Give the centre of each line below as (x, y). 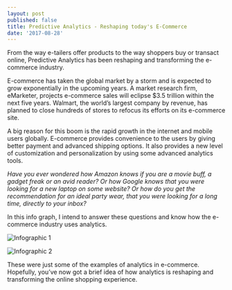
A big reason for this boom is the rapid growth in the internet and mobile (110, 131)
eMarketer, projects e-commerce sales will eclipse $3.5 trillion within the (111, 96)
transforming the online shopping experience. (72, 280)
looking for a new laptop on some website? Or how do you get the (101, 189)
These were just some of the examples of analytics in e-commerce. (103, 265)
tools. (15, 161)
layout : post (26, 14)
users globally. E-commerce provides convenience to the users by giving (111, 139)
